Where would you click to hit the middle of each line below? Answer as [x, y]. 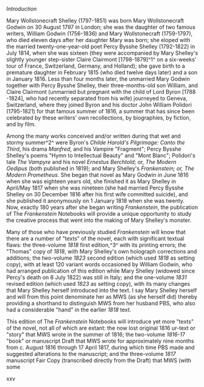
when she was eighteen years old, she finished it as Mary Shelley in [91, 181]
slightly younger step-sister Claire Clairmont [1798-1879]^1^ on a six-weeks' [101, 59]
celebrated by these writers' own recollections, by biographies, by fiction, [99, 118]
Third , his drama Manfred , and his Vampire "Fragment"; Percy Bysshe [94, 149]
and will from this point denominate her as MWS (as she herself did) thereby [102, 297]
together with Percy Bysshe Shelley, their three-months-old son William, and [102, 85]
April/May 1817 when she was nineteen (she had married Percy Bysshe [95, 188]
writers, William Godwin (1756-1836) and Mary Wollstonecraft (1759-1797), [100, 34]
